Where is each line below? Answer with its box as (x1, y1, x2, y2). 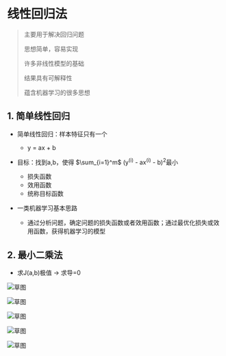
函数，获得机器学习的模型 (33, 227, 106, 236)
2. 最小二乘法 (7, 249, 63, 261)
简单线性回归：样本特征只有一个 (16, 129, 108, 138)
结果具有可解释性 (23, 73, 73, 82)
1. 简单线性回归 (7, 110, 71, 122)
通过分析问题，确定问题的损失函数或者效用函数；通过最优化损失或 (27, 218, 214, 227)
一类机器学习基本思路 (16, 204, 77, 212)
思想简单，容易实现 (23, 44, 79, 53)
